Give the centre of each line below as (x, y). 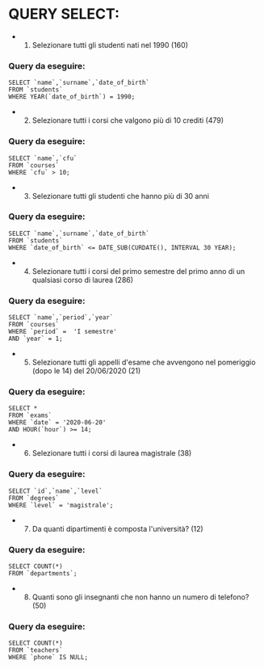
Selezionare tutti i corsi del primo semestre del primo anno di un (138, 271)
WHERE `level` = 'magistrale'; (61, 505)
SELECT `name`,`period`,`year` (61, 318)
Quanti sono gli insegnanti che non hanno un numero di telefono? (140, 597)
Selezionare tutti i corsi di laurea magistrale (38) (112, 453)
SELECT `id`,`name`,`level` (56, 491)
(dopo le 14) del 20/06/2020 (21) (86, 371)
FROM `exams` (30, 416)
